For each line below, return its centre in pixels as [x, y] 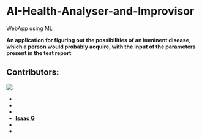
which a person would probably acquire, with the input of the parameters [101, 47]
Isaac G [25, 118]
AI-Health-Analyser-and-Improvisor [100, 11]
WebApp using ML [30, 28]
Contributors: [33, 73]
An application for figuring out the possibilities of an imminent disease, [99, 40]
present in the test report [39, 53]
